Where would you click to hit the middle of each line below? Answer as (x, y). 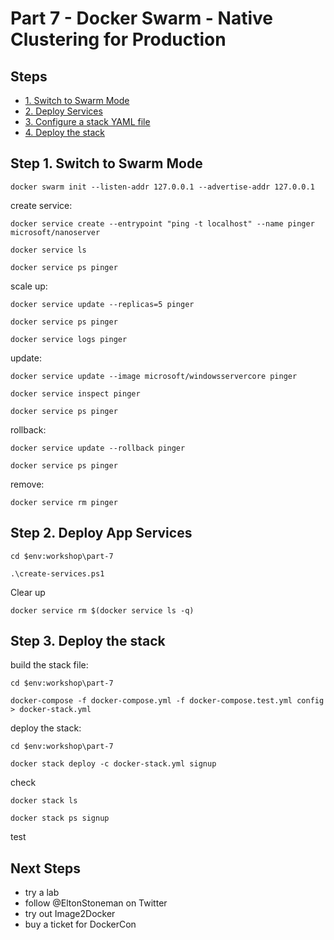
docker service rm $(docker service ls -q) (102, 610)
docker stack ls (44, 801)
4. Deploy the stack (65, 132)
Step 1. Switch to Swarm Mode (106, 163)
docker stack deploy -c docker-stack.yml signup (113, 764)
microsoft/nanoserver (55, 232)
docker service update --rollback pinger (98, 448)
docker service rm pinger (64, 502)
